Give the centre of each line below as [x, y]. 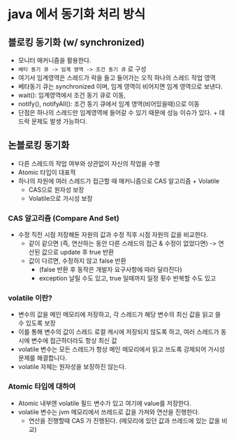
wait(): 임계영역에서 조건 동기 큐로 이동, [72, 95]
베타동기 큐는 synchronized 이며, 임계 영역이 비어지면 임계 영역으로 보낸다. [120, 86]
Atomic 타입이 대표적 [47, 172]
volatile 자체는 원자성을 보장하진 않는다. [72, 367]
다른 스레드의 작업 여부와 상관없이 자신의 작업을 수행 [89, 163]
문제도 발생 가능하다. [59, 121]
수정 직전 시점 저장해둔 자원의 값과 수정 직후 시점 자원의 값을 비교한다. [113, 235]
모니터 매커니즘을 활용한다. [54, 60]
